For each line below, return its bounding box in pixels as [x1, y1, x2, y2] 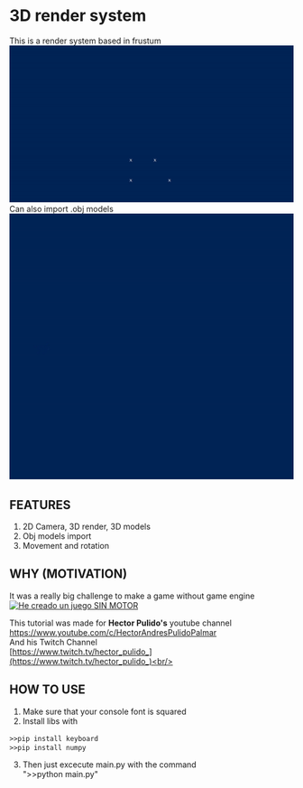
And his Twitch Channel [9, 636, 97, 647]
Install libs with [22, 715, 78, 727]
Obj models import [22, 531, 92, 542]
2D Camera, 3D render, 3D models [22, 521, 151, 533]
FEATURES [9, 497, 71, 513]
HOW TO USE [9, 682, 86, 698]
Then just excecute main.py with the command [22, 759, 197, 770]
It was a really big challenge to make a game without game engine [9, 590, 255, 601]
